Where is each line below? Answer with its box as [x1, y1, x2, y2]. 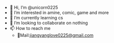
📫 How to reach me [9, 26, 51, 31]
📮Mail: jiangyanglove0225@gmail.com [17, 32, 94, 38]
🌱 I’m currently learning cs [9, 15, 63, 20]
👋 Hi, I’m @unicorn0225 [9, 5, 58, 10]
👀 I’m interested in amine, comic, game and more [9, 10, 109, 15]
